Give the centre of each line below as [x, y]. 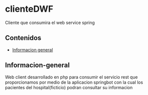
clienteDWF [29, 9]
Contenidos [23, 38]
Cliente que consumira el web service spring [50, 23]
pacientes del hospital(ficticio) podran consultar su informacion [69, 87]
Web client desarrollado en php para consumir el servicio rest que [72, 77]
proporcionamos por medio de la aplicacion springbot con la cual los [74, 82]
